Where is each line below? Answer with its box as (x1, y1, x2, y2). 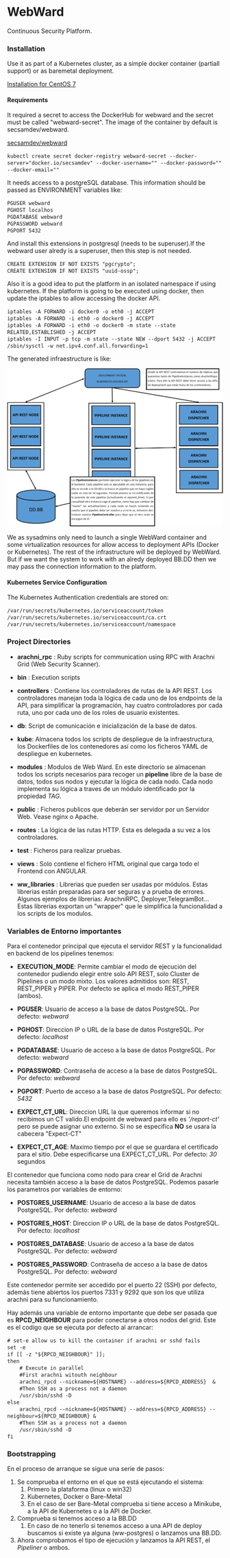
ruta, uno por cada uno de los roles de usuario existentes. (16, 708, 180, 716)
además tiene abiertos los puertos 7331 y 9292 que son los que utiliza (7, 1288, 205, 1296)
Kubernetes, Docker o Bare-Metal (27, 1492, 123, 1501)
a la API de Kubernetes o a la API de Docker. (27, 1507, 153, 1516)
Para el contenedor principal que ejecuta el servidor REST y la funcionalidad (7, 942, 222, 950)
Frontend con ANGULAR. (16, 866, 88, 875)
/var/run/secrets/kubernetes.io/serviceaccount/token (7, 607, 164, 614)
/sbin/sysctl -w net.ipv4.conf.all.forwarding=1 (7, 343, 149, 350)
